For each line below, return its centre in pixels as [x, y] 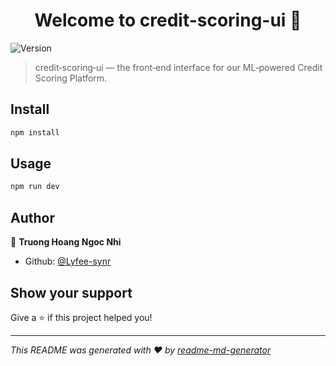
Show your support [71, 292]
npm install [35, 132]
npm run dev [35, 187]
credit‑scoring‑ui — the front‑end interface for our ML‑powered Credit [178, 67]
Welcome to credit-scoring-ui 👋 [168, 20]
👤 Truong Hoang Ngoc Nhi [66, 242]
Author [32, 217]
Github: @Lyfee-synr [68, 261]
